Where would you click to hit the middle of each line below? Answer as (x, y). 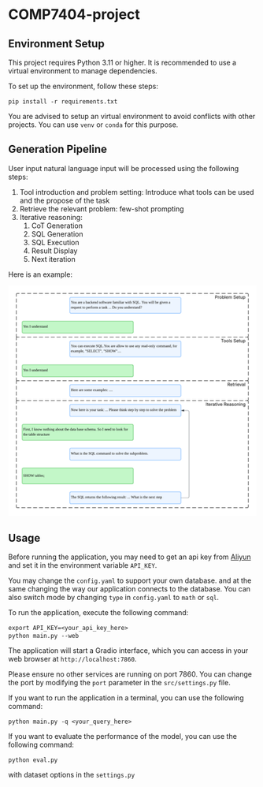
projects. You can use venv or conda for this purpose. (93, 125)
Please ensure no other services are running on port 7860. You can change (130, 674)
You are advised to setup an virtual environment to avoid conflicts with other (132, 116)
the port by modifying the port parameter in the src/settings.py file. (119, 683)
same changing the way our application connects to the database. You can (129, 589)
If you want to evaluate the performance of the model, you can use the (123, 737)
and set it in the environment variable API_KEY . (83, 565)
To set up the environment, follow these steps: (83, 86)
